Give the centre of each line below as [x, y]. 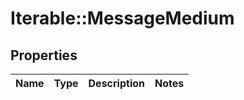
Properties [44, 55]
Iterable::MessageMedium [122, 18]
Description [116, 83]
